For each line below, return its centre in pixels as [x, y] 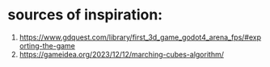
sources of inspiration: [85, 15]
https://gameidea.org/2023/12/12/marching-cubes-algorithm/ [121, 54]
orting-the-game [47, 45]
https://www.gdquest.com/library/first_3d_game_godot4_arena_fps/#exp [140, 37]
